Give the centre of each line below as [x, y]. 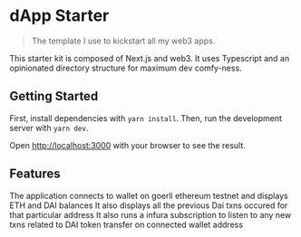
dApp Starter [59, 16]
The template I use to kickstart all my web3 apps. [123, 41]
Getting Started [54, 96]
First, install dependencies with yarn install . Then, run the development [146, 118]
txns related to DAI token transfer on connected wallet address [126, 224]
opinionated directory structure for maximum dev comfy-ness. [126, 68]
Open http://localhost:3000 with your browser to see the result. [128, 145]
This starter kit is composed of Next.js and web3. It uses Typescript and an [150, 58]
